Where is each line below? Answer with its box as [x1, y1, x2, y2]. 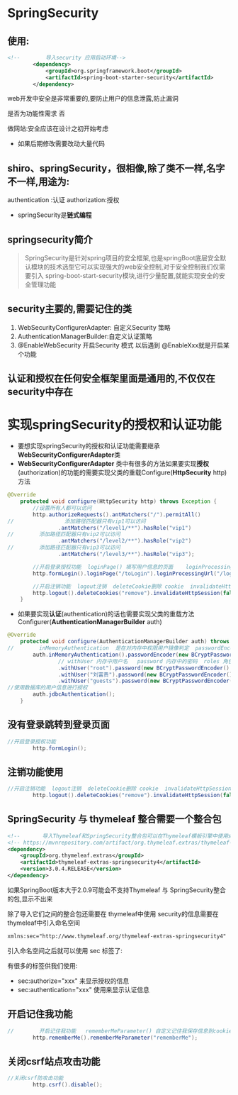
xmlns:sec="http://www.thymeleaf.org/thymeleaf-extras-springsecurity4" [7, 933, 227, 940]
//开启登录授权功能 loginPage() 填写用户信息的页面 [33, 563, 174, 570]
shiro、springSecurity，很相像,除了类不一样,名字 [7, 162, 225, 174]
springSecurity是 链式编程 [17, 211, 92, 219]
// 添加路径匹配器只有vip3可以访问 [7, 544, 120, 551]
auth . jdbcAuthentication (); [33, 691, 115, 698]
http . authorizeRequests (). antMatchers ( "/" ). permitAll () [33, 511, 201, 518]
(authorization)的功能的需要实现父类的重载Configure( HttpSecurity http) [17, 468, 227, 477]
